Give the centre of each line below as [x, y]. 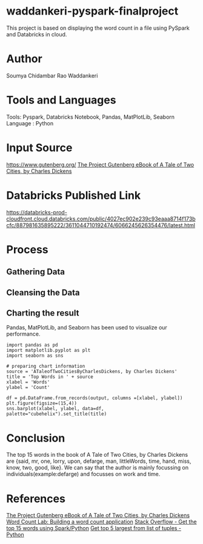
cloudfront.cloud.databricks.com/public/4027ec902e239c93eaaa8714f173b [101, 219]
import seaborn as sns [35, 356]
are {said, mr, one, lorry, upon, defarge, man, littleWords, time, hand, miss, [99, 461]
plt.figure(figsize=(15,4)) [42, 403]
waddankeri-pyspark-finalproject [92, 11]
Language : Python [30, 123]
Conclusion [36, 438]
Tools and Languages [61, 100]
